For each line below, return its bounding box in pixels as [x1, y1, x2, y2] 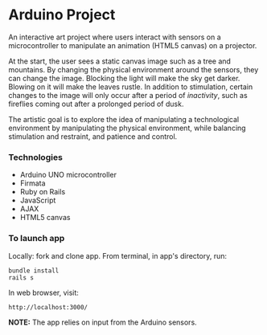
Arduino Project [8, 6, 116, 24]
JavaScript [19, 195, 56, 206]
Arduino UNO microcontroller [19, 170, 117, 180]
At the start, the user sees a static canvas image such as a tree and [8, 56, 232, 66]
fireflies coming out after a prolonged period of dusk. [8, 99, 184, 108]
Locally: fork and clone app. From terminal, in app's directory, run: [8, 251, 228, 260]
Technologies [8, 151, 63, 162]
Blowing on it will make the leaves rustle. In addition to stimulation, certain [8, 82, 253, 92]
